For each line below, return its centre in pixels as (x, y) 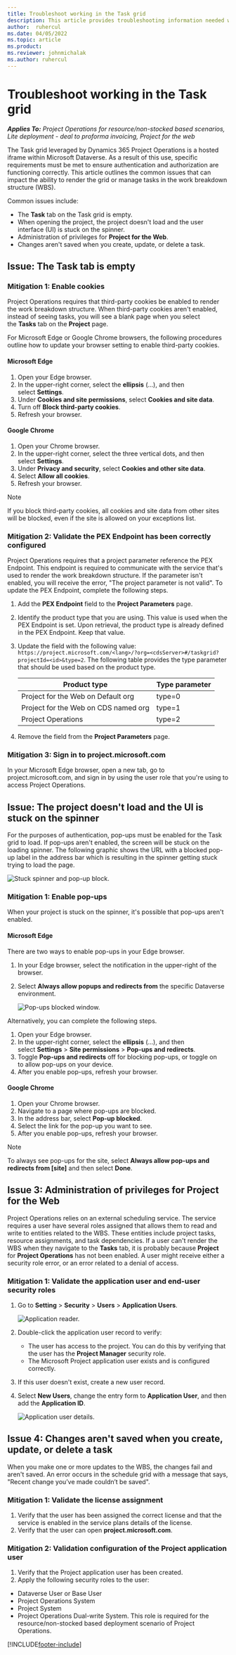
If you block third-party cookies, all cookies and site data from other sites (113, 510)
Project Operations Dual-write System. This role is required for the (113, 1616)
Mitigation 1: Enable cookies (56, 286)
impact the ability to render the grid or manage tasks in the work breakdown (117, 179)
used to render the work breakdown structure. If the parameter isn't (105, 575)
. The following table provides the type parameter (155, 660)
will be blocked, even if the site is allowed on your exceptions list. (102, 518)
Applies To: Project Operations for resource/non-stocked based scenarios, (116, 129)
